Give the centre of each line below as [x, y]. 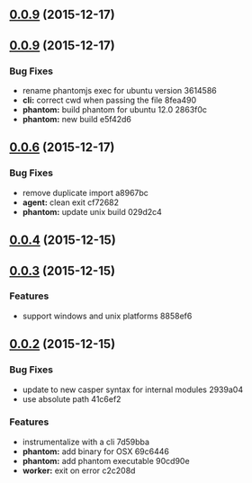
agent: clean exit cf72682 [71, 202]
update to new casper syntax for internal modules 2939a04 [133, 389]
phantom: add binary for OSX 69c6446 [95, 451]
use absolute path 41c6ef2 [72, 398]
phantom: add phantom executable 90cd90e [106, 461]
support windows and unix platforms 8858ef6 [107, 316]
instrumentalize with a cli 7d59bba [86, 442]
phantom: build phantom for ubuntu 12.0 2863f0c [115, 110]
